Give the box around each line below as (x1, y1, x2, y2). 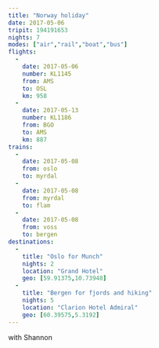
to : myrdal (22, 172, 58, 181)
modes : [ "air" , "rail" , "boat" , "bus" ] (8, 41, 128, 49)
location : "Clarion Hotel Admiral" (22, 303, 139, 311)
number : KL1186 (22, 114, 72, 122)
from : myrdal (22, 194, 65, 202)
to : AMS (22, 128, 47, 136)
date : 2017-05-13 (22, 107, 79, 115)
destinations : (8, 238, 55, 246)
